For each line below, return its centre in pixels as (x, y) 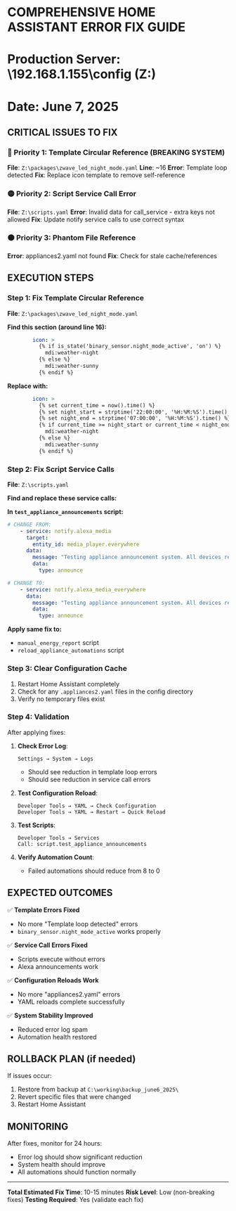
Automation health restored (57, 1037)
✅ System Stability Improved (50, 1015)
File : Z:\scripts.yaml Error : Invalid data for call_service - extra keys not (111, 212)
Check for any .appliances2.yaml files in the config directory (105, 691)
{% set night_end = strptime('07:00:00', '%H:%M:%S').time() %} (135, 418)
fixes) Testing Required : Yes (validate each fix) (76, 1200)
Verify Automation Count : (56, 857)
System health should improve (61, 1165)
